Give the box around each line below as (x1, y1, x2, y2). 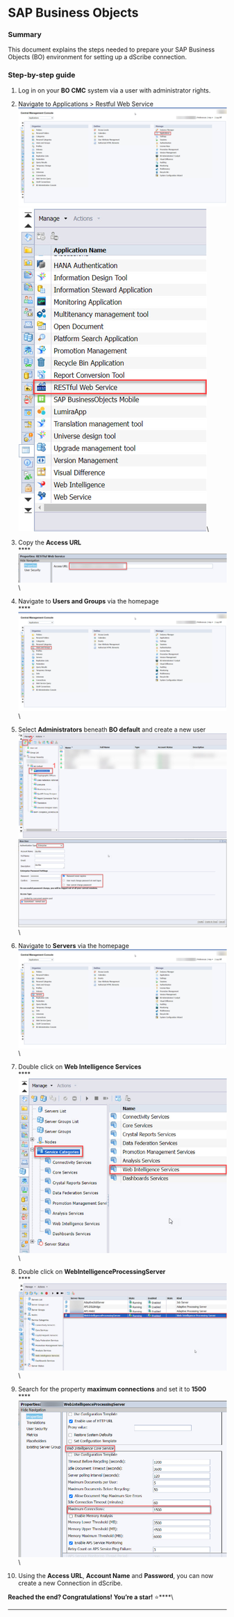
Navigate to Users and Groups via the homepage (17, 597, 159, 606)
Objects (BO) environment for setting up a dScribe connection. (8, 53, 187, 61)
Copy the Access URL (17, 538, 82, 546)
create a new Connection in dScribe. (17, 1579, 123, 1588)
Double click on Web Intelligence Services (17, 1063, 142, 1071)
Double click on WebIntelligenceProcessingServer (17, 1267, 166, 1275)
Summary (8, 30, 42, 40)
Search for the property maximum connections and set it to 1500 (17, 1385, 207, 1393)
